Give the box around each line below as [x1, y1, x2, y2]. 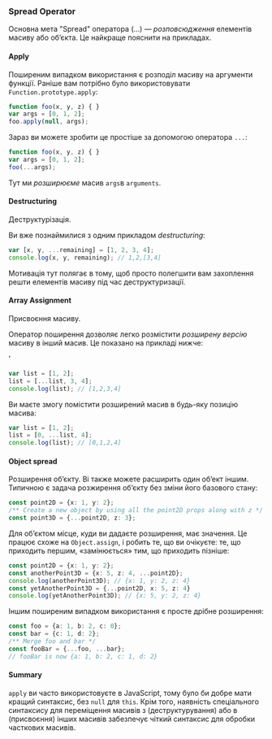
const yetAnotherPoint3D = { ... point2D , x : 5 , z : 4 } [8, 584, 191, 593]
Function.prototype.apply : [8, 87, 98, 97]
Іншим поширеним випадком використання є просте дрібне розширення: [8, 606, 264, 616]
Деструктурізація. [8, 214, 71, 224]
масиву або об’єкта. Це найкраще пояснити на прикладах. [8, 33, 212, 42]
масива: [8, 408, 37, 418]
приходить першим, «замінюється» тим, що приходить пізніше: [8, 546, 230, 555]
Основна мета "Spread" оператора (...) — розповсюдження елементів [8, 24, 253, 34]
